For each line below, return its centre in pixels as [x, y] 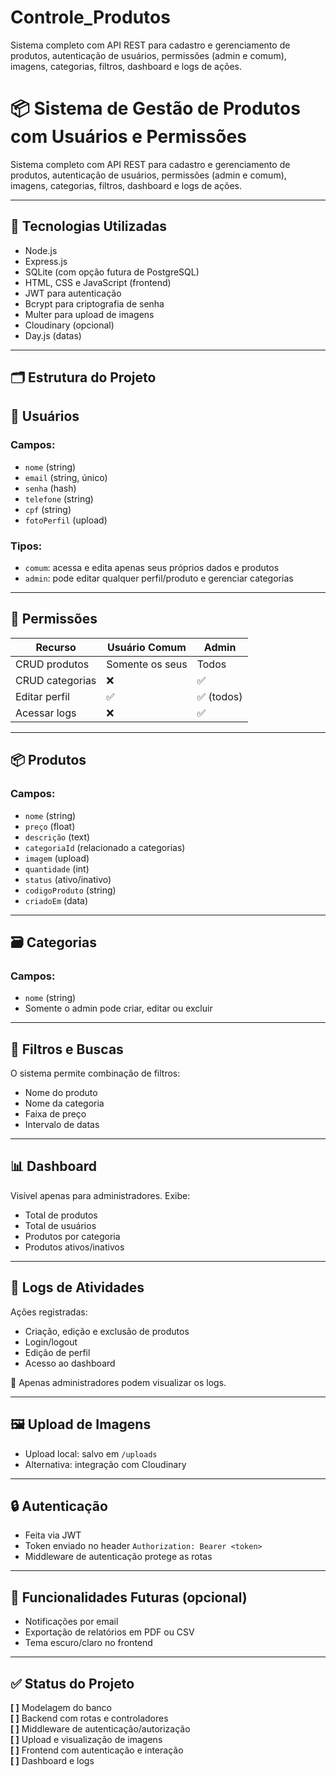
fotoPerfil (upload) [66, 520]
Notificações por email [71, 1622]
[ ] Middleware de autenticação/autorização [100, 1728]
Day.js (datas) [53, 335]
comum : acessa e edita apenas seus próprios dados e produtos [152, 568]
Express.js [46, 261]
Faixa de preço [55, 1114]
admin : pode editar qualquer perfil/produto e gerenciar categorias [159, 578]
